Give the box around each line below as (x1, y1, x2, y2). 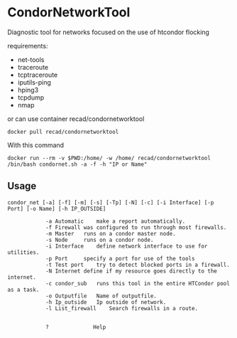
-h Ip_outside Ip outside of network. (45, 298, 167, 306)
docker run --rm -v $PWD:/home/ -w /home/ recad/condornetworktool (7, 154, 211, 162)
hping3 (17, 85, 39, 94)
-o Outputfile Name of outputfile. (45, 292, 158, 300)
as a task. (7, 286, 40, 293)
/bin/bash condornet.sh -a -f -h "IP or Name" (7, 161, 148, 168)
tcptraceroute (17, 70, 58, 79)
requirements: (7, 41, 48, 50)
